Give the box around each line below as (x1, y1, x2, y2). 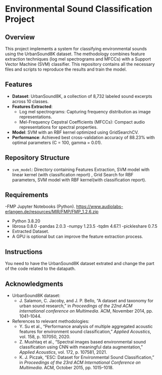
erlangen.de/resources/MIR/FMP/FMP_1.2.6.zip (5, 209, 99, 215)
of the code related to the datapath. (5, 266, 76, 272)
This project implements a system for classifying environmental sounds (5, 46, 147, 51)
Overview (5, 33, 35, 41)
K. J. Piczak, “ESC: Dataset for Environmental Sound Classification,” (19, 355, 155, 360)
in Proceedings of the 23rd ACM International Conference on (19, 359, 141, 365)
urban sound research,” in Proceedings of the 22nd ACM (19, 303, 133, 309)
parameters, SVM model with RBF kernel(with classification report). (12, 177, 147, 183)
